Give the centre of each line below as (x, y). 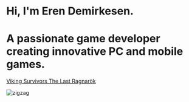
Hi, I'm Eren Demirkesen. (70, 11)
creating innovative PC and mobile (95, 52)
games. (26, 64)
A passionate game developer (83, 39)
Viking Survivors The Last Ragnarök (51, 81)
